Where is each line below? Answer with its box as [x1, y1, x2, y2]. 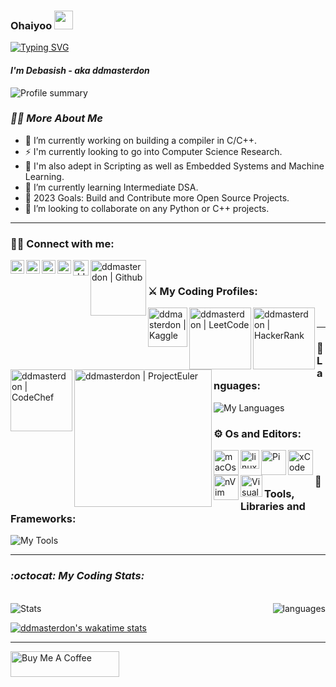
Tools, [264, 486, 295, 500]
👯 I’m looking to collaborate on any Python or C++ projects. [24, 202, 270, 214]
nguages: [213, 379, 261, 393]
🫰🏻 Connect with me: [10, 236, 115, 250]
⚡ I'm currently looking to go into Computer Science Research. [24, 145, 283, 157]
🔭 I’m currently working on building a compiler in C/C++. [24, 134, 258, 146]
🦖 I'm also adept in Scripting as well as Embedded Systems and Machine [24, 160, 325, 172]
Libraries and [240, 499, 306, 513]
